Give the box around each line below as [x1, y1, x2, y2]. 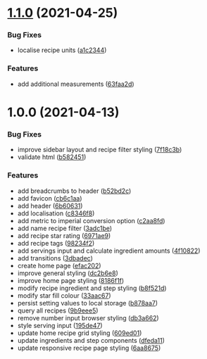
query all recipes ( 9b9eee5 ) [17, 306, 99, 315]
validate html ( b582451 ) [17, 153, 87, 161]
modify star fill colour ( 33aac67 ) [17, 291, 111, 300]
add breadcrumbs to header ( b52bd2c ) [17, 187, 132, 195]
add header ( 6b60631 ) [17, 201, 83, 210]
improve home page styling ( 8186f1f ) [17, 276, 125, 284]
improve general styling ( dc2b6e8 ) [17, 269, 118, 277]
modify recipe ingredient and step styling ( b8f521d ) [17, 284, 167, 292]
